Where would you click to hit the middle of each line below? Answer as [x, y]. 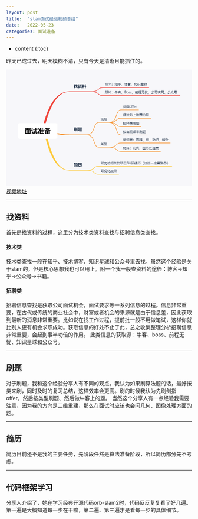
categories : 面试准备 [31, 31]
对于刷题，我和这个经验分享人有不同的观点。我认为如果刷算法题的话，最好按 [99, 383]
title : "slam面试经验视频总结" [42, 19]
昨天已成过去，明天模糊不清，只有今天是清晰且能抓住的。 [76, 61]
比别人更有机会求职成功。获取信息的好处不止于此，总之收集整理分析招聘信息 [99, 327]
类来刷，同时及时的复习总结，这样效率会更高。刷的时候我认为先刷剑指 [91, 391]
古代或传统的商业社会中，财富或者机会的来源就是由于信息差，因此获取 [107, 312]
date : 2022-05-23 [30, 25]
